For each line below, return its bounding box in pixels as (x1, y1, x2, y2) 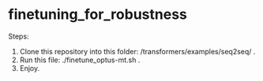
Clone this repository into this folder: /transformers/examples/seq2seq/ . (19, 46, 256, 56)
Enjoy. (19, 63, 40, 72)
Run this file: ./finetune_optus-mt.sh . (19, 55, 141, 64)
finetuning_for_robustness (8, 6, 188, 24)
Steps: (8, 31, 29, 41)
